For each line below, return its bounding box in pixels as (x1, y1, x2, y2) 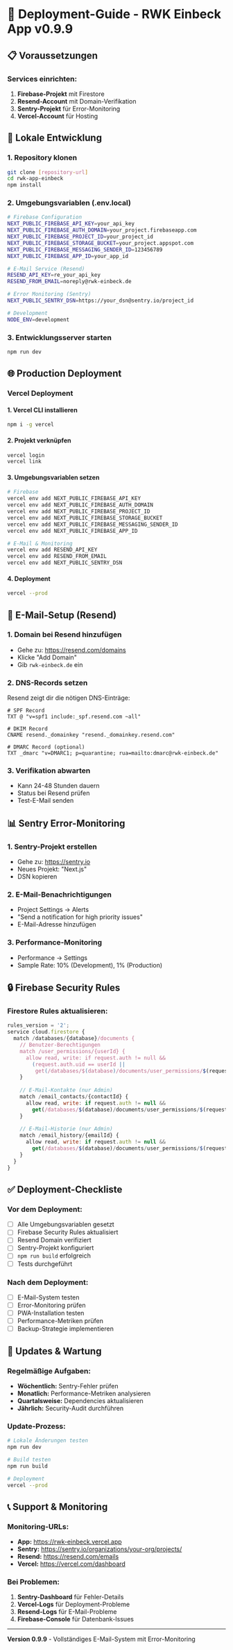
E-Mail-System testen (17, 1293, 80, 1301)
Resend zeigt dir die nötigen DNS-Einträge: (7, 694, 130, 702)
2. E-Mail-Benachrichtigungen (7, 890, 112, 899)
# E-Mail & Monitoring (7, 540, 73, 547)
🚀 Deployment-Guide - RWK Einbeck (7, 6, 222, 22)
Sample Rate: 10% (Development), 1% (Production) (17, 961, 163, 969)
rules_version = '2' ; (7, 1022, 70, 1029)
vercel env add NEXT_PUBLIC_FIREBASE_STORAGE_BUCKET (7, 514, 163, 521)
